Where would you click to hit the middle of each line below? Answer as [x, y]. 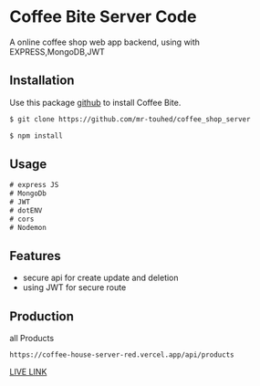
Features [35, 256]
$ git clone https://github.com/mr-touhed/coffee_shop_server [130, 119]
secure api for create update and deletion [101, 278]
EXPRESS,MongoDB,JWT [57, 51]
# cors [22, 219]
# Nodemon [28, 227]
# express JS [34, 185]
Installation [42, 81]
